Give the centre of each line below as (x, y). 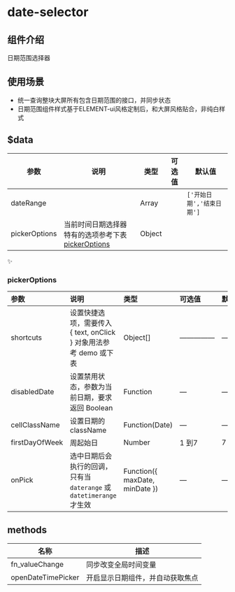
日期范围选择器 (29, 58)
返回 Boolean (91, 407)
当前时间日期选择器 (95, 224)
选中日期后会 (91, 456)
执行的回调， (91, 466)
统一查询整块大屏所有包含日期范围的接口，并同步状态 (94, 100)
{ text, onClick (93, 332)
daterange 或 (91, 487)
